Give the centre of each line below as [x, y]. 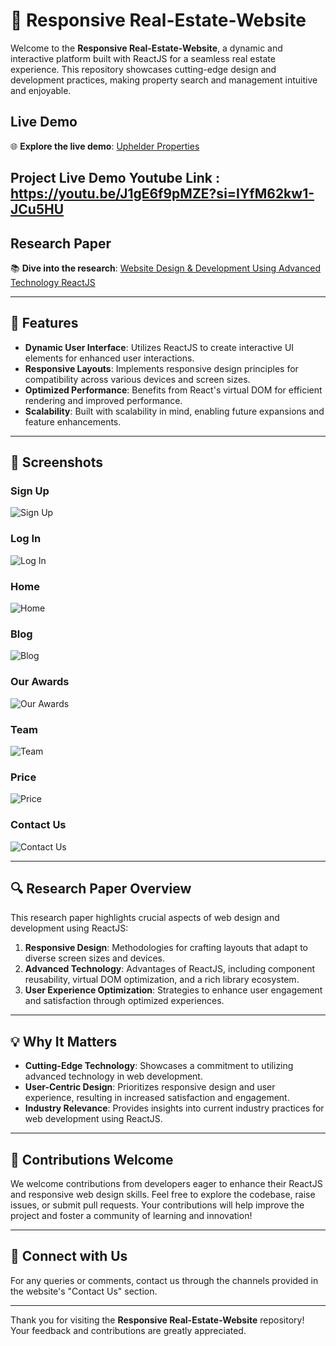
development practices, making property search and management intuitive [164, 80]
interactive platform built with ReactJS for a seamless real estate [143, 58]
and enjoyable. [41, 90]
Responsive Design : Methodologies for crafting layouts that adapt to [166, 948]
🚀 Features [44, 323]
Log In [26, 539]
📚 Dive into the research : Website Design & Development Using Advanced [165, 268]
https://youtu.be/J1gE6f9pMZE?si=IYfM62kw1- [162, 194]
